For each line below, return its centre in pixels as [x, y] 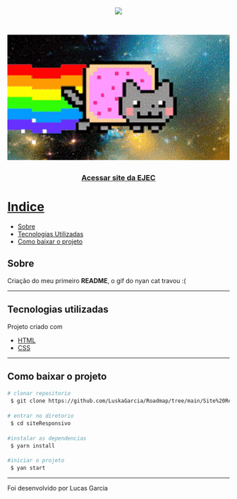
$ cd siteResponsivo [41, 423]
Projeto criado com [35, 326]
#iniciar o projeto [36, 461]
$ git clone [28, 401]
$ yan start [28, 468]
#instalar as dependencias [47, 438]
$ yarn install [32, 446]
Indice [26, 207]
